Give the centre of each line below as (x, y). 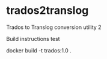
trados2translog (47, 11)
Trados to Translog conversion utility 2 (54, 27)
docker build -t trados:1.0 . (39, 50)
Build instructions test (33, 39)
